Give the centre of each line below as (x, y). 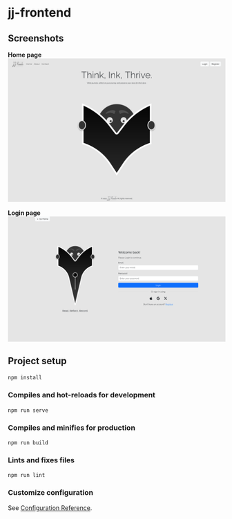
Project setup (38, 361)
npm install (25, 378)
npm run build (28, 443)
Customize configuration (51, 493)
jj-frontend (40, 13)
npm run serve (28, 410)
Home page (25, 55)
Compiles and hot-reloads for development (82, 395)
